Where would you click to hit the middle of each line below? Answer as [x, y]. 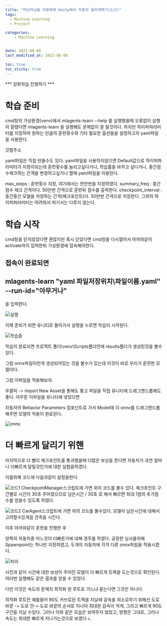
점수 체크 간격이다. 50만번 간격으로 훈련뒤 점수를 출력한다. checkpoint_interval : [83, 190]
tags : [11, 14]
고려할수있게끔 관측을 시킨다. [33, 517]
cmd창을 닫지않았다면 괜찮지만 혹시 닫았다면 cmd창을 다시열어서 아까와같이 [79, 239]
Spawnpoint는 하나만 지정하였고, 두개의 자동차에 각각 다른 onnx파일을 [74, 545]
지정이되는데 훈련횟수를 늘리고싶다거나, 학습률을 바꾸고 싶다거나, [85, 167]
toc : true [15, 64]
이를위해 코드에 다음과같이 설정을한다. [42, 477]
